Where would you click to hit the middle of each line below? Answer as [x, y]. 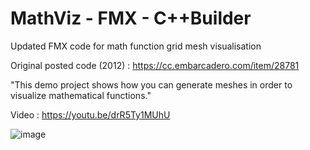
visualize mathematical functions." [81, 95]
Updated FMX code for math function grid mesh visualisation [136, 46]
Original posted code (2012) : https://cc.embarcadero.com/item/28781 [155, 65]
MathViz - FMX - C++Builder [131, 18]
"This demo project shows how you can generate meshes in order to [151, 84]
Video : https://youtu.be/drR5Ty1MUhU [90, 114]
